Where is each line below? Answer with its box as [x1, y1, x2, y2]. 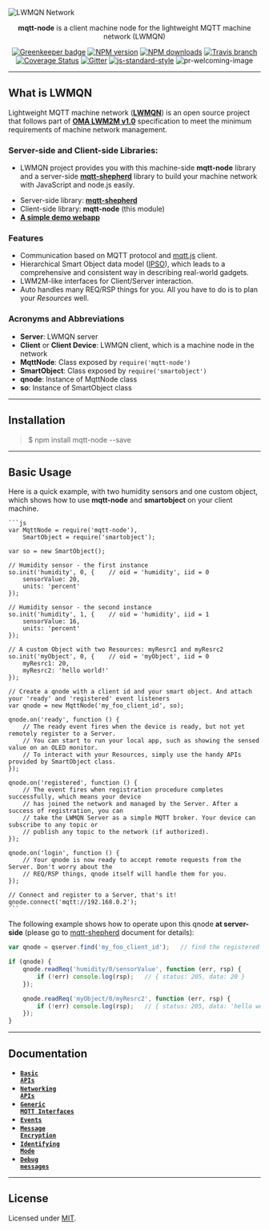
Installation [8, 414, 66, 427]
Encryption [19, 1131, 57, 1140]
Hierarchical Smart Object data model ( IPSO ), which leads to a [19, 259, 226, 269]
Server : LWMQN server [19, 331, 98, 341]
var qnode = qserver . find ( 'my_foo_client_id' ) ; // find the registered [8, 943, 260, 952]
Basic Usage [8, 465, 72, 479]
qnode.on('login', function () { [8, 849, 120, 857]
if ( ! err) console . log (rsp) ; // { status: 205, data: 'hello [37, 1002, 252, 1010]
